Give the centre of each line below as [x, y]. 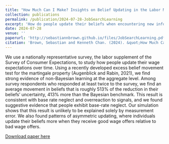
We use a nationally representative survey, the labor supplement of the [78, 57]
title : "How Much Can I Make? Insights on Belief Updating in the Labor [83, 10]
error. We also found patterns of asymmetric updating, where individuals [80, 116]
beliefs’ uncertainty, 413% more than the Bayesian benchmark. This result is [84, 94]
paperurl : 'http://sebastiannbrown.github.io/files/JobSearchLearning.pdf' [86, 38]
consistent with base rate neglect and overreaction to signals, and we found [84, 100]
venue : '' [16, 33]
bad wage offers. [23, 126]
